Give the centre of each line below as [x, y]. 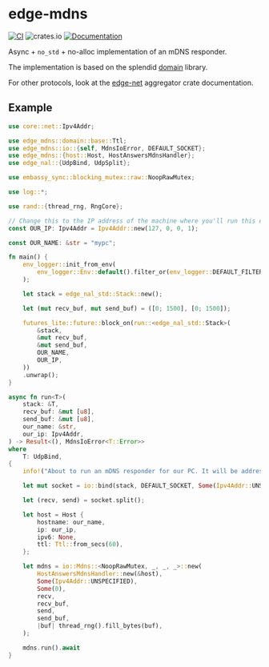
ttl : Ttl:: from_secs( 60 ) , [80, 544]
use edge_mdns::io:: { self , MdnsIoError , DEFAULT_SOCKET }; [107, 148]
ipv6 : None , [57, 537]
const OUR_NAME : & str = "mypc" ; [62, 243]
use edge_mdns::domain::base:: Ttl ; [68, 141]
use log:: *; [28, 192]
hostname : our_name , [71, 522]
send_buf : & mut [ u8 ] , [58, 420]
